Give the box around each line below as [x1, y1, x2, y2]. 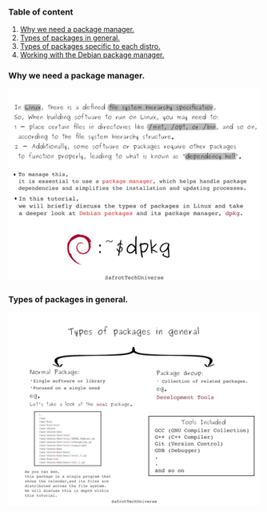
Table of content [8, 6, 74, 18]
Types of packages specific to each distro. [19, 42, 161, 51]
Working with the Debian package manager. [19, 50, 165, 60]
